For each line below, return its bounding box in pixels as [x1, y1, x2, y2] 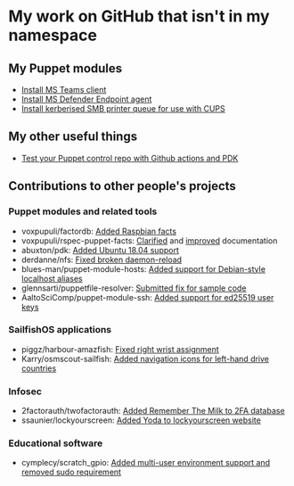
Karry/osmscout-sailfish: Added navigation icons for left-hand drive [20, 353, 269, 364]
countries [20, 363, 57, 374]
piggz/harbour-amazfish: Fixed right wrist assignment [20, 343, 219, 354]
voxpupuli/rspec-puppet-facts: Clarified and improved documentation [20, 235, 278, 246]
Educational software [8, 437, 103, 449]
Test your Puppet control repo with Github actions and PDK [20, 152, 239, 163]
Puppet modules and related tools [8, 205, 158, 218]
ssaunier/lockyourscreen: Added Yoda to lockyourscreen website [20, 415, 262, 425]
